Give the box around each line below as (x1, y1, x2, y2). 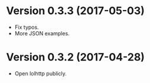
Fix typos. (14, 24, 40, 31)
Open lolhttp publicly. (14, 69, 67, 77)
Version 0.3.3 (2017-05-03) (6, 4, 145, 18)
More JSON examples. (14, 29, 70, 36)
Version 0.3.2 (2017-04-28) (6, 51, 145, 64)
